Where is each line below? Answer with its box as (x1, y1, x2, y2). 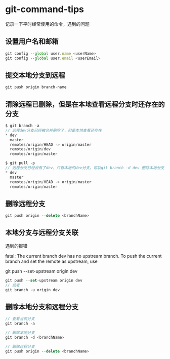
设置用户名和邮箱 (5, 37, 59, 46)
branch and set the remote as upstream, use (5, 258, 98, 264)
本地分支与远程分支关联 (5, 228, 78, 237)
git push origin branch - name (5, 85, 67, 90)
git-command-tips (5, 4, 84, 15)
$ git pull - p (5, 161, 35, 166)
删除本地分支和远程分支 (5, 302, 78, 311)
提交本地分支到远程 (5, 71, 65, 79)
